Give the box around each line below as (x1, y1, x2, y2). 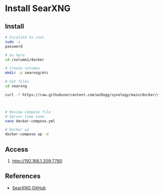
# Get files (5, 79, 29, 84)
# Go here (5, 53, 25, 58)
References (5, 172, 41, 180)
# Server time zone (5, 114, 45, 119)
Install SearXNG (5, 3, 71, 14)
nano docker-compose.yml (5, 119, 55, 123)
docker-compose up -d (5, 132, 49, 137)
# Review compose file (5, 109, 51, 114)
